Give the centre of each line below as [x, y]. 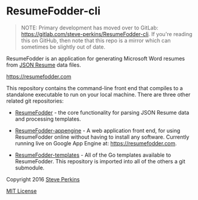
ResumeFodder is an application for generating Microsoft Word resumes [96, 58]
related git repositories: [35, 101]
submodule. [30, 168]
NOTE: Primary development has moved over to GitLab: [89, 28]
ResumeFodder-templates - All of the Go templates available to [93, 155]
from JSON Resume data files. [44, 65]
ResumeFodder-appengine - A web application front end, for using [97, 130]
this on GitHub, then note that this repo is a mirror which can [96, 40]
